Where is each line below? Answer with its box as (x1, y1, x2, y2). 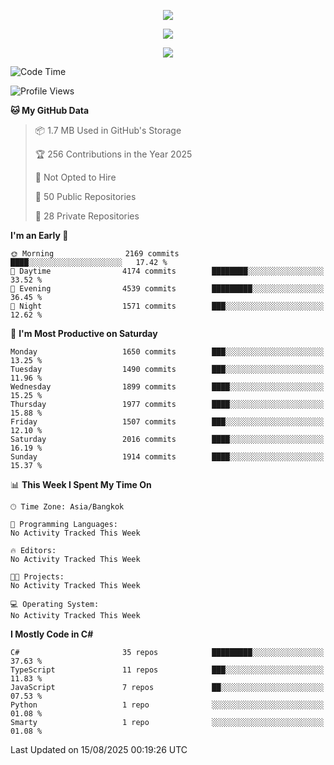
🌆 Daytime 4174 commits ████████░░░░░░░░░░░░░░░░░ (10, 266, 325, 276)
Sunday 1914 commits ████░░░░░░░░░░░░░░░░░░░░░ (10, 452, 325, 462)
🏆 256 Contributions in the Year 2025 (34, 148, 193, 160)
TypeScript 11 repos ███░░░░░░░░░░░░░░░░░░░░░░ (10, 665, 325, 675)
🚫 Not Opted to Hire (34, 171, 117, 183)
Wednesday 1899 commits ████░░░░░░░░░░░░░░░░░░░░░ (10, 382, 325, 392)
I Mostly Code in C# (10, 628, 94, 640)
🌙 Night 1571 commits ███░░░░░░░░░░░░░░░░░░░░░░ (10, 301, 325, 311)
